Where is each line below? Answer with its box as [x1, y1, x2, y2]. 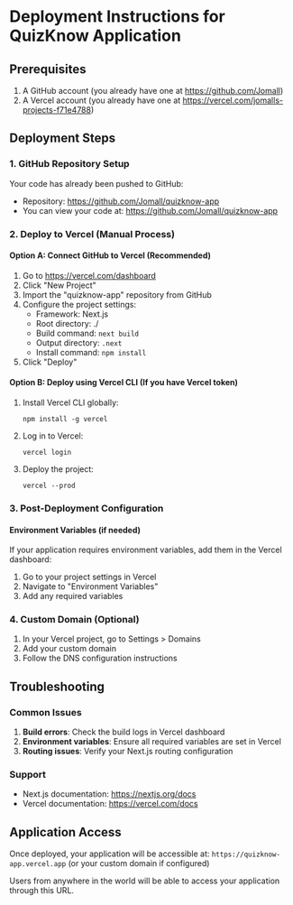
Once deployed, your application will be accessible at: [9, 848, 210, 859]
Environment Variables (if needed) [9, 524, 142, 535]
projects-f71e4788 [22, 105, 92, 115]
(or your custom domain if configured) [68, 858, 210, 869]
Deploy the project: [22, 464, 95, 475]
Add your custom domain [22, 643, 117, 654]
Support [9, 769, 47, 781]
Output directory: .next [35, 337, 123, 348]
